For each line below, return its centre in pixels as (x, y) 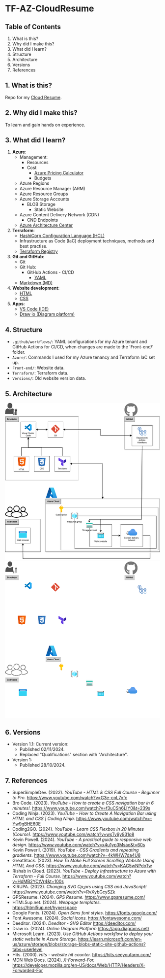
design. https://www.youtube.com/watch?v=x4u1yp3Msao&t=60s (79, 845)
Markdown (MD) (36, 283)
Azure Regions (34, 183)
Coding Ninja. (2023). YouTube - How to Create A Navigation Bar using (84, 813)
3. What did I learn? (35, 140)
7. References (26, 781)
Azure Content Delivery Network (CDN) (59, 215)
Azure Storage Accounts (44, 199)
